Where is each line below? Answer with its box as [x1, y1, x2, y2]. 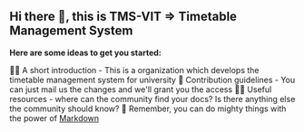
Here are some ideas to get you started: [9, 47, 162, 58]
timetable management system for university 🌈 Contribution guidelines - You [9, 74, 296, 85]
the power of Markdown [9, 112, 100, 123]
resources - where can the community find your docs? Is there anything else [9, 93, 296, 104]
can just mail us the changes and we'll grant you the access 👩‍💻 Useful [9, 83, 272, 95]
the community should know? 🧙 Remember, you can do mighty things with [9, 103, 287, 114]
